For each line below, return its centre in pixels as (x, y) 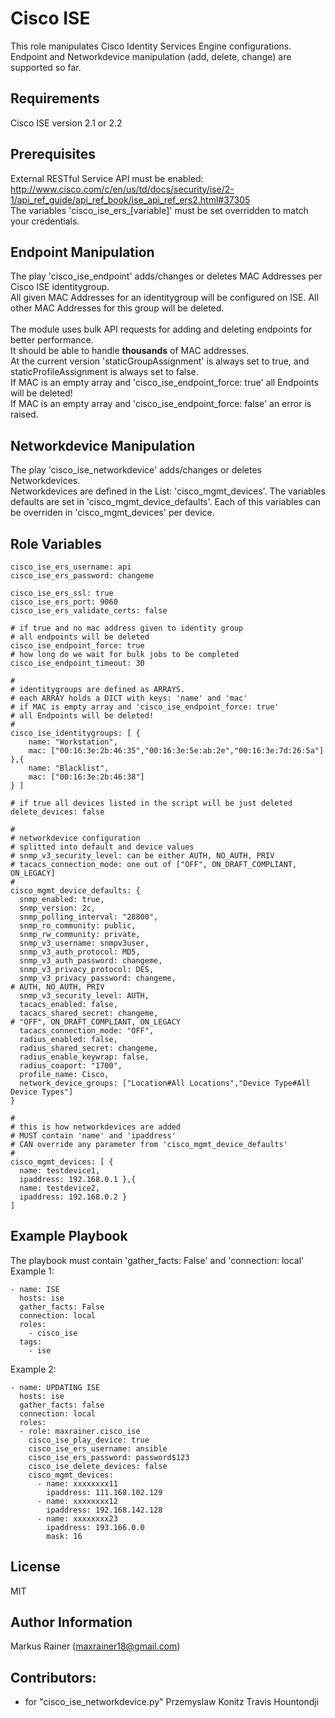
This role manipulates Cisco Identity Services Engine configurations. (151, 46)
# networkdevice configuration (75, 838)
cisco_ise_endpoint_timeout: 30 (77, 663)
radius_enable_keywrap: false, (84, 1057)
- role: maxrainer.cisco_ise (80, 1431)
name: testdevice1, (60, 1171)
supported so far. (46, 67)
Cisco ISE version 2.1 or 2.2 (66, 123)
